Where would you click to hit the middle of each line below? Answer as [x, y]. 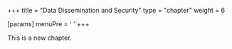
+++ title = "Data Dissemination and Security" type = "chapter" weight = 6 [116, 10]
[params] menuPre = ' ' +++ [48, 24]
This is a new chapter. [39, 38]
